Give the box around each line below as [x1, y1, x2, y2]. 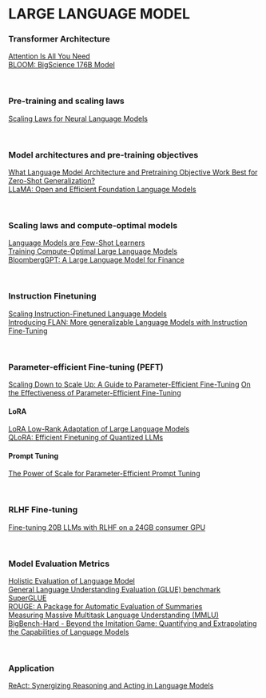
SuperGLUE [8, 593, 47, 603]
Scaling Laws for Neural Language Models [8, 114, 148, 123]
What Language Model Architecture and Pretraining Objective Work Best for [8, 167, 258, 177]
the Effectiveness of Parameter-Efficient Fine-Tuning [8, 387, 181, 397]
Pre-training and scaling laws [8, 95, 125, 106]
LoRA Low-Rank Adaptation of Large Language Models [8, 424, 190, 434]
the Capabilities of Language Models [8, 627, 129, 636]
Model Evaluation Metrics [8, 558, 110, 569]
